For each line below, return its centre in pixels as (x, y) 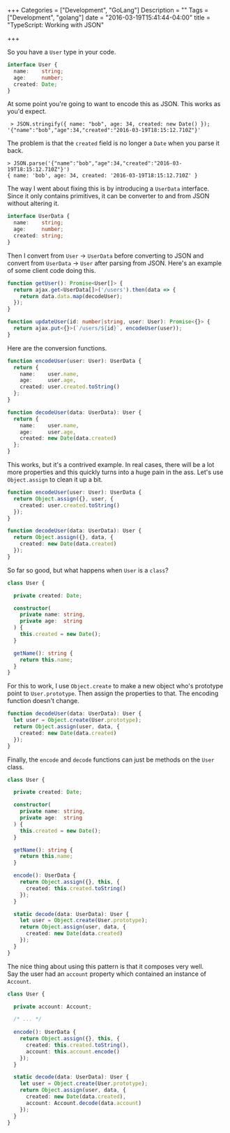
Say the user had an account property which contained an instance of (107, 974)
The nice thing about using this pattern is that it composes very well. (106, 966)
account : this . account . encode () (72, 1051)
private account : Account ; (53, 1007)
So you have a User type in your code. (62, 52)
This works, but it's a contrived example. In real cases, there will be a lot (111, 465)
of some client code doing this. (52, 270)
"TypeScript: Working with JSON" (56, 25)
